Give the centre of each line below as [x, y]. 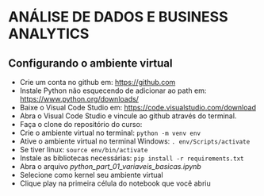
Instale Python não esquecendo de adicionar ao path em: [113, 90]
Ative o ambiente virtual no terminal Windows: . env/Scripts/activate [135, 141]
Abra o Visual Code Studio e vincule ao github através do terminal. [128, 116]
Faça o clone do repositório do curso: [81, 124]
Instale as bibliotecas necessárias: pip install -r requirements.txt [132, 158]
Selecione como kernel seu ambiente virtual [92, 175]
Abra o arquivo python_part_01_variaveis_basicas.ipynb [111, 166]
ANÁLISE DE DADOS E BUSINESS [118, 17]
